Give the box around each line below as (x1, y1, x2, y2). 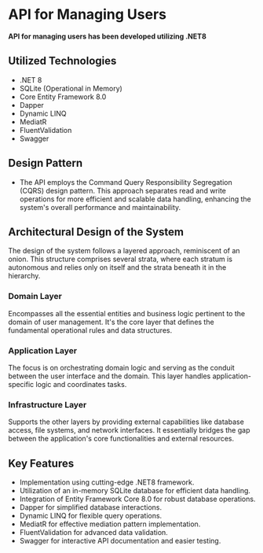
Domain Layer (8, 291, 63, 302)
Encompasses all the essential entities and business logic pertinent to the (8, 308, 246, 318)
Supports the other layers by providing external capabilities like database (8, 417, 245, 426)
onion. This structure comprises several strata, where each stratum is (8, 254, 233, 264)
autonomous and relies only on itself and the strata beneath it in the (8, 263, 227, 272)
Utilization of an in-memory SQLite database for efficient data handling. (19, 486, 251, 496)
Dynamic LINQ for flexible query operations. (19, 511, 163, 521)
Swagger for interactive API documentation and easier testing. (19, 536, 221, 546)
